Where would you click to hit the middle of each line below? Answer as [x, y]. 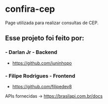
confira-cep [30, 9]
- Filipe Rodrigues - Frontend [40, 76]
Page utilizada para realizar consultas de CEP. [52, 23]
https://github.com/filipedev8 [42, 86]
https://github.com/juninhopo [42, 63]
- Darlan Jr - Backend [31, 52]
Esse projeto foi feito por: [45, 38]
